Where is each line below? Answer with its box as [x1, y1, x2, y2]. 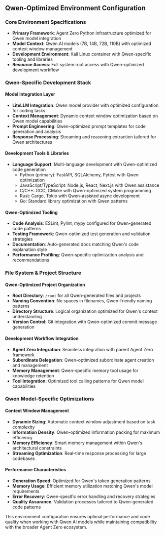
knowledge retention [12, 372, 54, 378]
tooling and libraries [12, 56, 53, 62]
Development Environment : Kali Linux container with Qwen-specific [12, 51, 152, 57]
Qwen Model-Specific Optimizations [5, 395, 95, 402]
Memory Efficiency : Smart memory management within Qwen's [12, 440, 143, 446]
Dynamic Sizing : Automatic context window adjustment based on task [12, 418, 156, 424]
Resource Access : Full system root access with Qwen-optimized [12, 61, 144, 67]
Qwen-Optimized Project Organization [5, 282, 85, 288]
